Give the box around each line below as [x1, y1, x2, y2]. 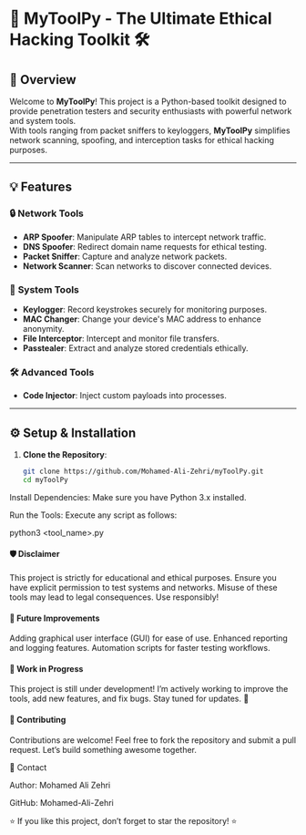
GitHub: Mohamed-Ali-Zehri [9, 797, 114, 808]
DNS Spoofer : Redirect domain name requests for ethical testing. [22, 241, 267, 252]
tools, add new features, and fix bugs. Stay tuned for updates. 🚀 [9, 693, 250, 705]
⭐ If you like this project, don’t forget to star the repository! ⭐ [9, 815, 238, 826]
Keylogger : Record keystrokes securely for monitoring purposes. [22, 304, 267, 314]
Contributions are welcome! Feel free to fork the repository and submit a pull [9, 734, 297, 746]
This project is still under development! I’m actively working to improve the [9, 684, 289, 695]
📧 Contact [9, 761, 47, 773]
